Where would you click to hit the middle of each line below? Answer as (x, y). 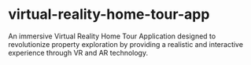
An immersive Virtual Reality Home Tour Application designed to (112, 36)
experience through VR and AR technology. (78, 52)
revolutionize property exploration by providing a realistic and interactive (126, 44)
